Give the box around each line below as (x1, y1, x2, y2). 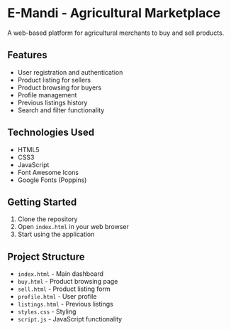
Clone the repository (17, 215, 78, 223)
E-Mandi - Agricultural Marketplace (7, 5, 221, 21)
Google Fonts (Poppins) (17, 176, 87, 184)
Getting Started (7, 196, 77, 208)
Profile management (17, 90, 77, 99)
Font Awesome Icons (17, 168, 79, 176)
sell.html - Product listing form (17, 284, 111, 293)
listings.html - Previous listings (17, 300, 113, 309)
